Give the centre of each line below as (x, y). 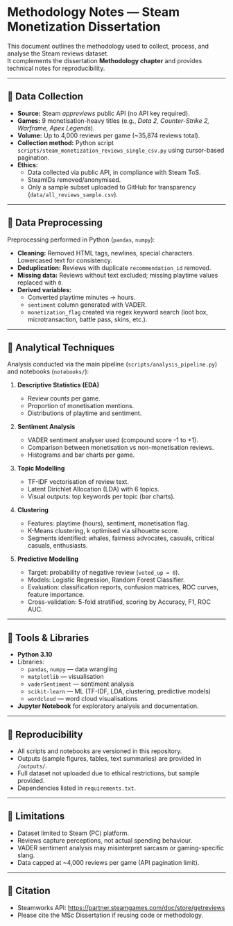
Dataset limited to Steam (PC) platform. (73, 833)
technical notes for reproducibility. (56, 68)
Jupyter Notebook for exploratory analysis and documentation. (108, 706)
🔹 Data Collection (45, 97)
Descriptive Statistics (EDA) (58, 385)
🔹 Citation (29, 891)
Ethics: (27, 165)
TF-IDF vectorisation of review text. (78, 482)
